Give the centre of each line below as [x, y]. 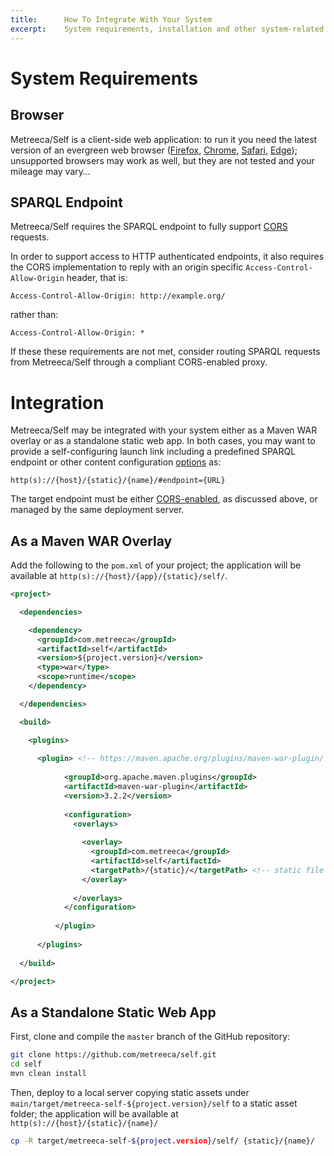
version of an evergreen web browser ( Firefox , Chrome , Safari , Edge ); [154, 150]
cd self [26, 1064]
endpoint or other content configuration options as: [116, 462]
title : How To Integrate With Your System [111, 19]
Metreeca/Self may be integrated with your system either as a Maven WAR [164, 430]
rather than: [34, 315]
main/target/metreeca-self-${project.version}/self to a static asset [154, 1103]
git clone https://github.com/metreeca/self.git [113, 1055]
